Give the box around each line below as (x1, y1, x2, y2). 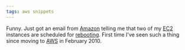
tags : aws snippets (6, 8, 54, 15)
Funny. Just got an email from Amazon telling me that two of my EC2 (6, 25, 173, 32)
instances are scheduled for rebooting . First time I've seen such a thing (6, 31, 180, 38)
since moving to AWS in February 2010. (6, 37, 102, 44)
